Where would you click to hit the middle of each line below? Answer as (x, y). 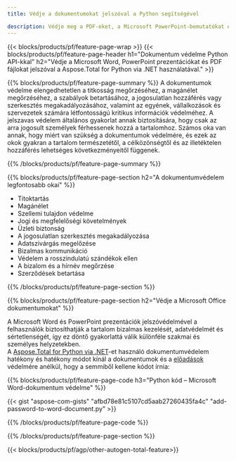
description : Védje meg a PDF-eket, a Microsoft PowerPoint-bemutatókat (116, 26)
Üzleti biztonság (41, 228)
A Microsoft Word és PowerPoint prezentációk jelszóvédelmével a (103, 322)
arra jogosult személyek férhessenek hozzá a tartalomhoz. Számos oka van (117, 127)
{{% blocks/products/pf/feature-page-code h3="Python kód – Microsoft (112, 380)
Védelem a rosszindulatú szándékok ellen (78, 258)
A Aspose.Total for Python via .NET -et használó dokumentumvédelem (108, 351)
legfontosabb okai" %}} (41, 184)
